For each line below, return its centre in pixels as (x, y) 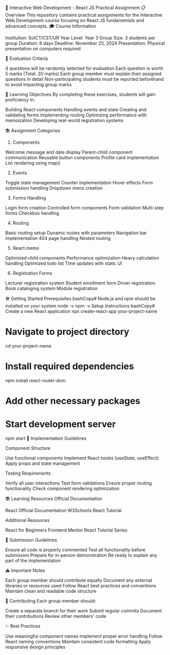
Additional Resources (27, 520)
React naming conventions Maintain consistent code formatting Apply (78, 642)
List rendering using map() (33, 163)
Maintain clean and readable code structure (51, 591)
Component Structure (28, 448)
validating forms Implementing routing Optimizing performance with (76, 115)
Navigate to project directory (67, 332)
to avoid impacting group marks (39, 84)
